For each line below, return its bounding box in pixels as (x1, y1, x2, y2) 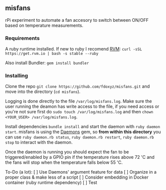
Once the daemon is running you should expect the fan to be (5, 149, 129, 155)
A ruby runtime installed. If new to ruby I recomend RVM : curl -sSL (5, 46, 142, 52)
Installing (5, 72, 28, 79)
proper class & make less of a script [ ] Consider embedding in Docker (5, 174, 149, 180)
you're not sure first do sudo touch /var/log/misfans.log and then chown (5, 109, 154, 115)
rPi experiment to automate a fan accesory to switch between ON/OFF (5, 17, 149, 23)
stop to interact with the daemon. (5, 140, 73, 145)
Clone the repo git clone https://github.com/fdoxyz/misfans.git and (5, 84, 150, 90)
